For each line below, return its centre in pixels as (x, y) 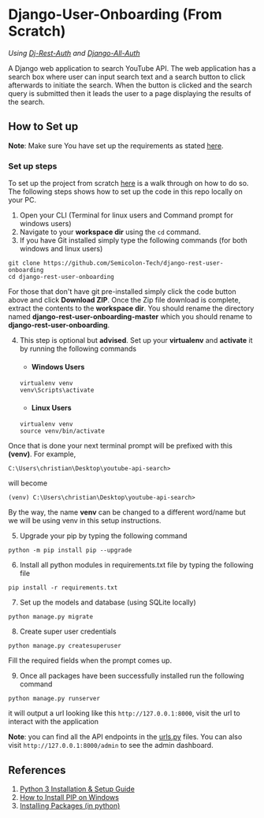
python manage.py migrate (50, 617)
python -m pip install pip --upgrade (70, 550)
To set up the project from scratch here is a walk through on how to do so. (128, 184)
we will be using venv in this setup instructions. (85, 521)
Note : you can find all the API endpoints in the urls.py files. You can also (125, 737)
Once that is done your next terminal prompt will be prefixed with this (120, 446)
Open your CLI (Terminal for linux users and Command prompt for (126, 215)
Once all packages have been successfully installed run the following (132, 676)
